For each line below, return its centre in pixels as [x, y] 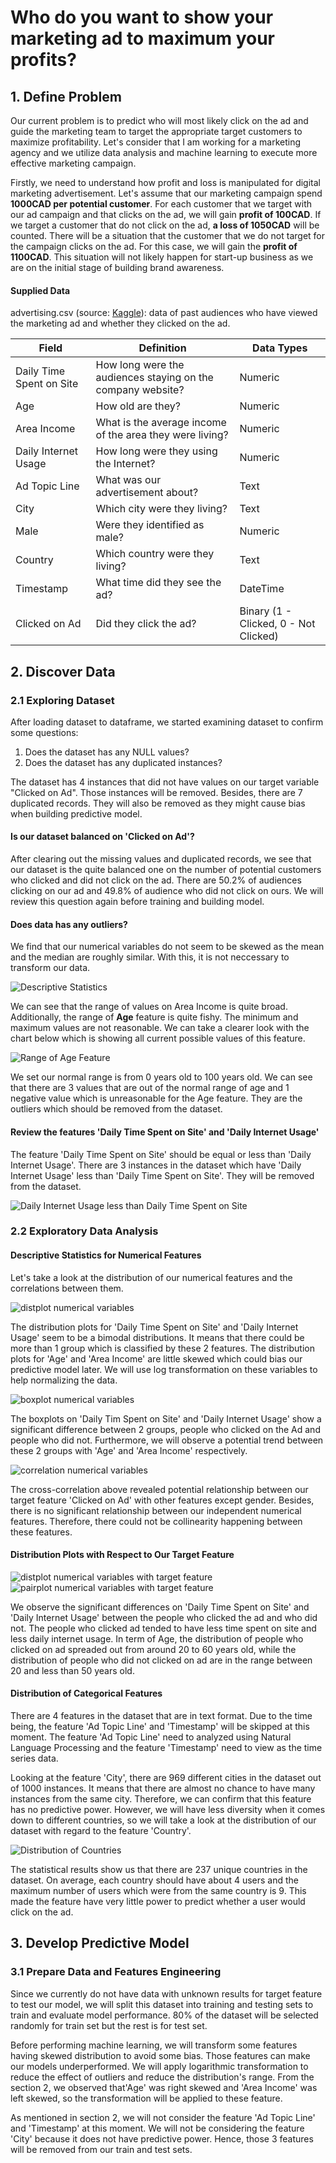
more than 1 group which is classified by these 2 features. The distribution [162, 1348]
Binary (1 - [266, 611]
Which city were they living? [161, 509]
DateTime [262, 589]
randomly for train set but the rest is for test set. [109, 2025]
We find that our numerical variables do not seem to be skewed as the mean [167, 947]
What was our [128, 480]
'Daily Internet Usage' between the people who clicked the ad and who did [164, 1617]
